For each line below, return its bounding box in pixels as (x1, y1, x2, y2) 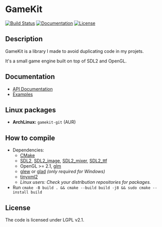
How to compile (5, 133, 55, 142)
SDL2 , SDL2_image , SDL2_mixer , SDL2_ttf (20, 158, 107, 164)
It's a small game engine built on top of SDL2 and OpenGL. (5, 58, 127, 64)
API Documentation (12, 86, 53, 92)
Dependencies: (12, 147, 44, 153)
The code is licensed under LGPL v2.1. (5, 217, 85, 222)
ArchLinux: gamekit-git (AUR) (12, 119, 76, 125)
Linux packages (5, 106, 56, 114)
